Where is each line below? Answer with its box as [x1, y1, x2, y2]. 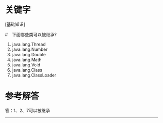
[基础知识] [5, 21, 26, 27]
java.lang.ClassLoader [12, 72, 57, 78]
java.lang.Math [12, 57, 42, 62]
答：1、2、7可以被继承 [5, 108, 50, 113]
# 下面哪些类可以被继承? [5, 31, 57, 37]
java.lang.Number [12, 46, 48, 52]
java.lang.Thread [12, 41, 46, 47]
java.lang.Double [12, 51, 46, 57]
